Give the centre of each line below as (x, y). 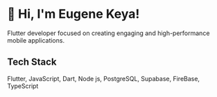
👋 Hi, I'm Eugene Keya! (73, 14)
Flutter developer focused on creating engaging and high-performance (108, 33)
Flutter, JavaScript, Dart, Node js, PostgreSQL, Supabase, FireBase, (103, 78)
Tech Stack (32, 62)
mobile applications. (36, 40)
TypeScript (23, 86)
